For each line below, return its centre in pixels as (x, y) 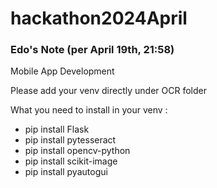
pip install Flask (57, 129)
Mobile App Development (62, 71)
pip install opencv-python (77, 151)
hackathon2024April (99, 18)
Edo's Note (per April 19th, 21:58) (92, 50)
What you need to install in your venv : (89, 110)
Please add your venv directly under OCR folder (108, 91)
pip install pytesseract (70, 140)
